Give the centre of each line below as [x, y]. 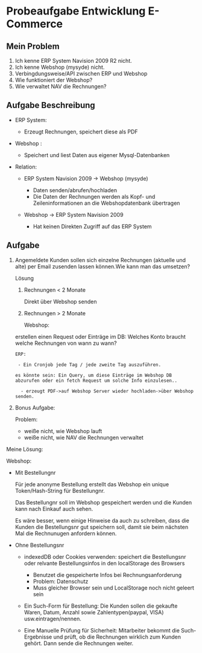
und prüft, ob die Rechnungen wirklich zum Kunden [117, 637]
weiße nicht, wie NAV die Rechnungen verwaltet [84, 437]
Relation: [26, 167]
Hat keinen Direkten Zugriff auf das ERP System [92, 226]
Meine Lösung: [25, 449]
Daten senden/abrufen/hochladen [75, 190]
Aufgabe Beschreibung [51, 105]
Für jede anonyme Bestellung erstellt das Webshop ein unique [92, 484]
